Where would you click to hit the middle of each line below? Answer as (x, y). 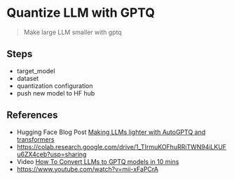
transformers (35, 139)
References (32, 115)
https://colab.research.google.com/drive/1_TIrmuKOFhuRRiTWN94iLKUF (122, 147)
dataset (28, 78)
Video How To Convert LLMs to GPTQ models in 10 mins (98, 161)
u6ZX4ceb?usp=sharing (51, 154)
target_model (36, 70)
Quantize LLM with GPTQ (81, 13)
